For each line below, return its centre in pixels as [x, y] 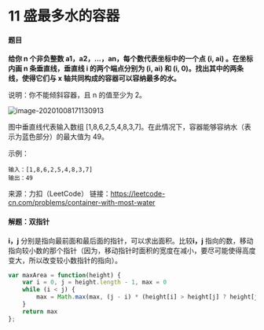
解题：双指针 [29, 222]
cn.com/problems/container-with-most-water [82, 203]
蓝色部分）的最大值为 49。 [65, 137]
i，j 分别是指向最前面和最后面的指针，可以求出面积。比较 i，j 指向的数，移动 [131, 240]
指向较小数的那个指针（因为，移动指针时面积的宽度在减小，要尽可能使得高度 [132, 250]
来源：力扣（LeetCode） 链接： [60, 194]
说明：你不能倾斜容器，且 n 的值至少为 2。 [77, 95]
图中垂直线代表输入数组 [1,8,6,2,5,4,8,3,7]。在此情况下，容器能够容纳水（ [126, 127]
